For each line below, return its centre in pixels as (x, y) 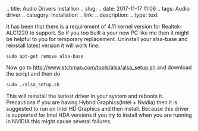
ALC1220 (17, 33)
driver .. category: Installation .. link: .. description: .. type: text (82, 15)
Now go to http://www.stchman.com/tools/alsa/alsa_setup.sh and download (99, 67)
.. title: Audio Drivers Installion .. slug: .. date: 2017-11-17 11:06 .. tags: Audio (98, 9)
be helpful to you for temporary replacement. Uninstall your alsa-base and (97, 39)
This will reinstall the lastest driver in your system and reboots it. (85, 96)
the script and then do (33, 74)
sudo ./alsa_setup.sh (33, 85)
